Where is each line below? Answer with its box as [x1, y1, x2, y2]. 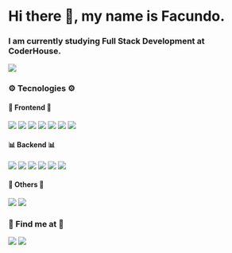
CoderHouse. [8, 45, 61, 56]
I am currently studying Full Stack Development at [8, 36, 205, 47]
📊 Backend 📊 [8, 140, 56, 150]
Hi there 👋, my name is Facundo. [8, 7, 225, 25]
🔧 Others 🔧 [8, 180, 44, 189]
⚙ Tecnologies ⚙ [8, 83, 75, 94]
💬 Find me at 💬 [8, 218, 64, 229]
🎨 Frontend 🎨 [8, 103, 52, 112]
